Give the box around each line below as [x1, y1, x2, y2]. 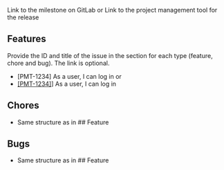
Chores [7, 100, 39, 111]
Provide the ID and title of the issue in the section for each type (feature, [7, 51, 213, 59]
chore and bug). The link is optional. [7, 59, 110, 67]
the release [7, 13, 39, 21]
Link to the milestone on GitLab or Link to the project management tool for [7, 6, 218, 14]
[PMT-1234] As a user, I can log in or [17, 72, 122, 80]
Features [7, 33, 46, 45]
